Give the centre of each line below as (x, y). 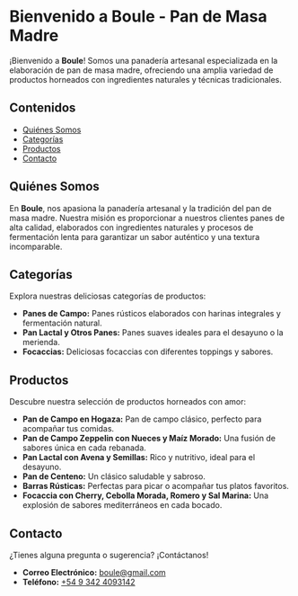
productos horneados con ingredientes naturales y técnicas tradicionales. (146, 79)
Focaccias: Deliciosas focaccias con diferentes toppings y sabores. (148, 351)
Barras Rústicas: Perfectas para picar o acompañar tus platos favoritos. (156, 486)
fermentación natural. (62, 323)
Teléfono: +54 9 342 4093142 (79, 582)
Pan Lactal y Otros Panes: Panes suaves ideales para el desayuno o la (153, 333)
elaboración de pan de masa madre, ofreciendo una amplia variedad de (141, 70)
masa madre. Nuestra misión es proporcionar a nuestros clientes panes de (147, 218)
